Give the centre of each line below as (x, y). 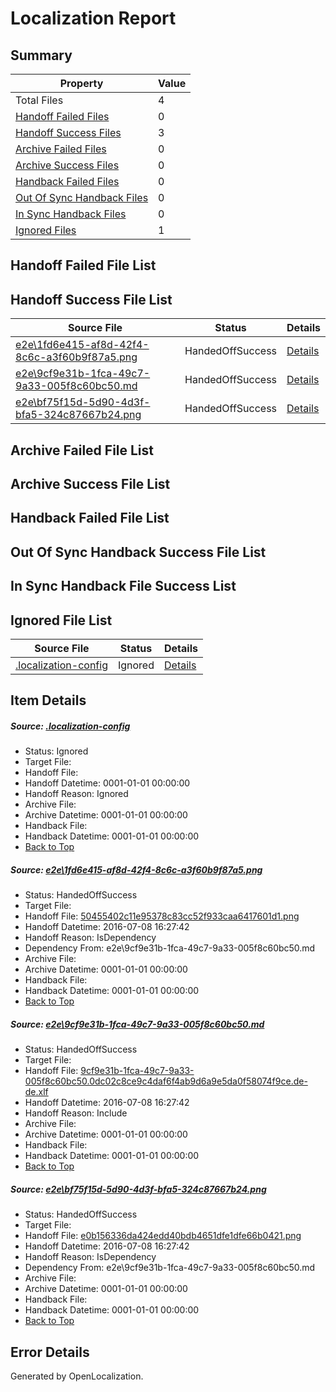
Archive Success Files (67, 165)
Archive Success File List (90, 483)
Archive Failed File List (82, 450)
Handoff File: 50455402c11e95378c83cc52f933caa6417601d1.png (162, 916)
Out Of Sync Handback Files (82, 197)
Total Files (39, 100)
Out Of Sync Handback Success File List (138, 552)
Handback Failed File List (90, 518)
